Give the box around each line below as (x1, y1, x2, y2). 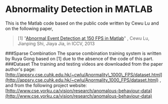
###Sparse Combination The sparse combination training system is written (5, 50, 162, 56)
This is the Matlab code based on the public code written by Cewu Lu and (5, 20, 159, 26)
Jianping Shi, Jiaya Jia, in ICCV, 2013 (17, 40, 95, 46)
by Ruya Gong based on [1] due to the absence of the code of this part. (5, 55, 154, 61)
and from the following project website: (5, 82, 87, 88)
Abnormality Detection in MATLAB (5, 4, 153, 15)
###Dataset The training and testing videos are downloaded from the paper (5, 61, 163, 67)
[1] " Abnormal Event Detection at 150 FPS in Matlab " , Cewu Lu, (17, 35, 150, 41)
